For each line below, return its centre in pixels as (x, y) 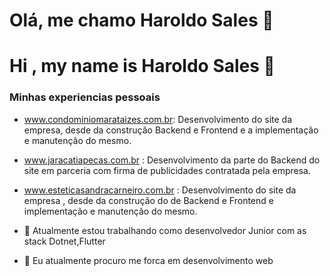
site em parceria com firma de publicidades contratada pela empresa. (167, 170)
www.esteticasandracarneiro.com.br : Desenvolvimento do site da (160, 190)
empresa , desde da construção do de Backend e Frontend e (148, 200)
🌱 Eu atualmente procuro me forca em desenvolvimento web (148, 260)
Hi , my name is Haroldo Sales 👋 (142, 66)
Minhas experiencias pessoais (85, 97)
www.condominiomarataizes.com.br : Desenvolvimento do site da (158, 119)
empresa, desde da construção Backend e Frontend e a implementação (171, 130)
